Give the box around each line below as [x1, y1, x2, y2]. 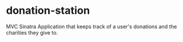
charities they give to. [6, 29, 58, 36]
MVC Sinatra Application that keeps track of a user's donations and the [6, 23, 177, 30]
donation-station [6, 4, 90, 17]
